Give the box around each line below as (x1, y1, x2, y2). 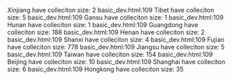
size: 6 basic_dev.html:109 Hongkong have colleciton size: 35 (7, 65, 184, 73)
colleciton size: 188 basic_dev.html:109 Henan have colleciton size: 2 (7, 28, 205, 36)
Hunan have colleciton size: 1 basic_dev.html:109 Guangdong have (7, 21, 198, 29)
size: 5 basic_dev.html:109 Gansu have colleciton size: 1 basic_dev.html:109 (7, 13, 224, 22)
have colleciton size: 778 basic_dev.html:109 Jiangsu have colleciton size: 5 (7, 43, 225, 51)
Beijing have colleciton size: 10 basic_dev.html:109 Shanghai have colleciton (7, 58, 226, 65)
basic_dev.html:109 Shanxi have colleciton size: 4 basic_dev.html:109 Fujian (7, 35, 225, 44)
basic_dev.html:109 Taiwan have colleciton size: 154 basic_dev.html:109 (7, 50, 213, 58)
